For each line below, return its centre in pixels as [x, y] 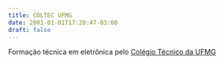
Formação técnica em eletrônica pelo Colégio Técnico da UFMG [112, 52]
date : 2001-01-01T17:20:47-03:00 [63, 23]
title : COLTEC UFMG [40, 15]
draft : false [30, 30]
